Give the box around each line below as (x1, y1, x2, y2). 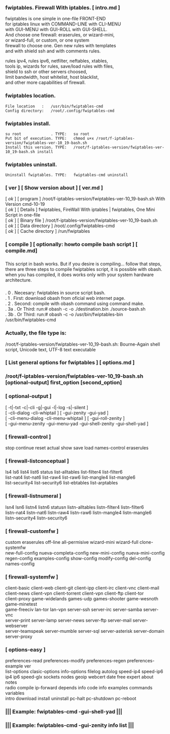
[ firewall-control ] (5, 433, 51, 440)
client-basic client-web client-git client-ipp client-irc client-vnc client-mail (5, 585, 160, 591)
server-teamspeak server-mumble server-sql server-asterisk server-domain (5, 628, 164, 634)
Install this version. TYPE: (5, 144, 67, 150)
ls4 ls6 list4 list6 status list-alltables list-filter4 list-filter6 (5, 469, 123, 475)
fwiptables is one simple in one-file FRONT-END (5, 16, 106, 22)
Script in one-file (5, 212, 41, 218)
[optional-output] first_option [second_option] (5, 379, 122, 386)
